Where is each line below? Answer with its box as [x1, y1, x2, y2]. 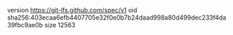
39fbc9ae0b [7, 21, 43, 29]
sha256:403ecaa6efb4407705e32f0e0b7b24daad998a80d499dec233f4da [7, 13, 227, 22]
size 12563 [44, 21, 76, 29]
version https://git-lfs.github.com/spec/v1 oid [7, 6, 138, 14]
